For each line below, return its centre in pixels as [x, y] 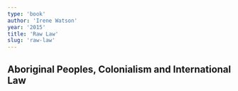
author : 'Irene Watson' [43, 21]
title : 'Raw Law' [33, 34]
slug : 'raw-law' [31, 41]
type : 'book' [27, 14]
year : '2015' [27, 27]
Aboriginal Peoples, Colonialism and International [119, 69]
